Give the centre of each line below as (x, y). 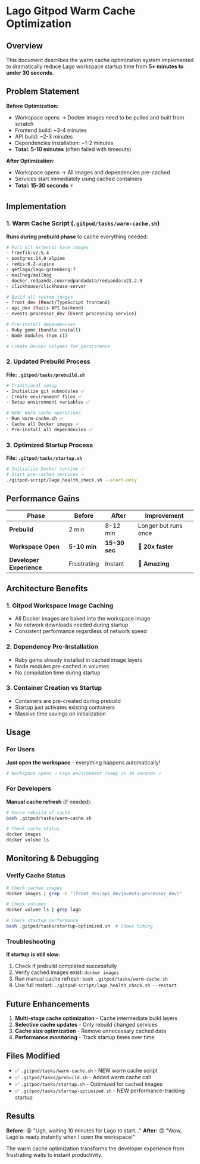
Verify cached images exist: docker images (67, 972)
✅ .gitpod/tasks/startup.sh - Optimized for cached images (88, 1084)
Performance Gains (43, 499)
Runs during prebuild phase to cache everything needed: (77, 237)
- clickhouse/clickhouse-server (46, 286)
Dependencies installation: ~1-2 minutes (64, 143)
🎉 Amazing (154, 564)
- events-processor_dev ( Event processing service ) (71, 314)
